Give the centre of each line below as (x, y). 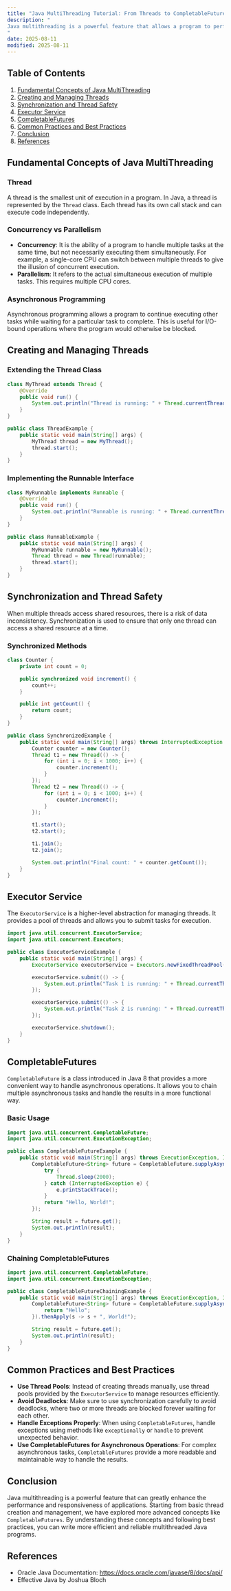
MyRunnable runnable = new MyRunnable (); (92, 550)
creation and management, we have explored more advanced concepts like (114, 1513)
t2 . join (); (47, 850)
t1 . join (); (47, 844)
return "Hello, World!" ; (79, 1203)
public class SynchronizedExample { (59, 736)
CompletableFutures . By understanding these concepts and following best (111, 1520)
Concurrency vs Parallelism (54, 230)
